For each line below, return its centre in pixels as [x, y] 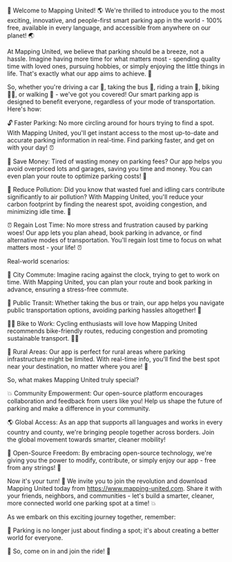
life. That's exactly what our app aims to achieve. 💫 [80, 73]
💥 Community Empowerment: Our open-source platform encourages [105, 393]
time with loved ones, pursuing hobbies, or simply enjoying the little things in [116, 66]
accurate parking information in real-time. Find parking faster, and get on [111, 140]
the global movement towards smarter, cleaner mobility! [86, 439]
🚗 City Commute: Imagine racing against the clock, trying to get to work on [113, 275]
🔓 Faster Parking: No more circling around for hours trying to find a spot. [111, 123]
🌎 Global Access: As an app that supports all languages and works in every [115, 422]
